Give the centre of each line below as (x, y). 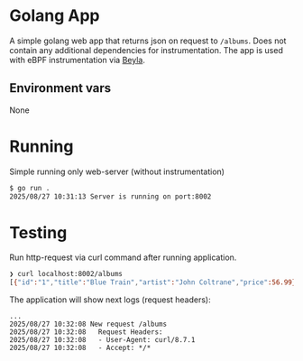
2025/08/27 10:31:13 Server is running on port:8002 (110, 196)
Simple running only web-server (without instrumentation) (117, 171)
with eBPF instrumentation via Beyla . (78, 60)
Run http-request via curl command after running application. (123, 257)
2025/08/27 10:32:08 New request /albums (88, 324)
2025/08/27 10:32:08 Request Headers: (87, 332)
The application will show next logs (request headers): (110, 300)
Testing (38, 232)
